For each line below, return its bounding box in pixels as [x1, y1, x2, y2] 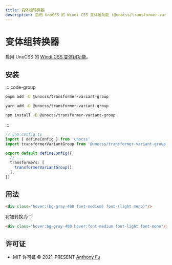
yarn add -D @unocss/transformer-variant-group [5, 104, 109, 109]
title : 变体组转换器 [5, 7, 45, 13]
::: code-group [5, 84, 36, 90]
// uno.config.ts [5, 132, 42, 137]
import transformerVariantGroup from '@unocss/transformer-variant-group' [5, 141, 168, 147]
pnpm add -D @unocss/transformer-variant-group [5, 94, 109, 99]
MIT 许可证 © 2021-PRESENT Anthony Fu [12, 254, 101, 260]
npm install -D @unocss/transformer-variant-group [5, 113, 116, 118]
